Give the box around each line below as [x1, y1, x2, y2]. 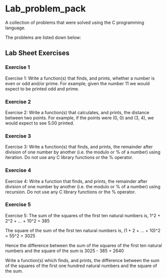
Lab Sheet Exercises [5, 49, 70, 57]
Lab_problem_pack [5, 3, 86, 14]
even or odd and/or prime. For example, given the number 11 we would [5, 80, 150, 86]
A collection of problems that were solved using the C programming [5, 19, 145, 25]
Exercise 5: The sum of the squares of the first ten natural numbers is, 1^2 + [5, 212, 161, 218]
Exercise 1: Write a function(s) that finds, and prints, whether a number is [5, 75, 155, 81]
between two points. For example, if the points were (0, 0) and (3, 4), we [5, 115, 154, 121]
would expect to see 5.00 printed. [5, 120, 75, 126]
